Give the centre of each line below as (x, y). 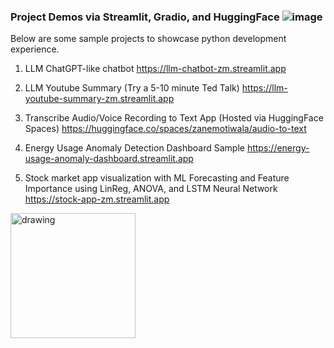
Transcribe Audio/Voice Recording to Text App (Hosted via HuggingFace (174, 118)
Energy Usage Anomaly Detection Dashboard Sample (134, 148)
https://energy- (278, 148)
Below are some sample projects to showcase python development (148, 39)
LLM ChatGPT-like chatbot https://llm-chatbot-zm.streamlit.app (155, 69)
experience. (35, 49)
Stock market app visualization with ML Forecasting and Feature (157, 178)
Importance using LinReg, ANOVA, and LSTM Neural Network (151, 189)
